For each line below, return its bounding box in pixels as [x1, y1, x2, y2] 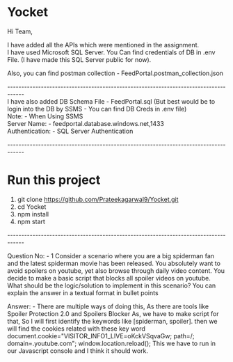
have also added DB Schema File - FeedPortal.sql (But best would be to [10, 97, 216, 105]
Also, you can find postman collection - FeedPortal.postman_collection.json [7, 69, 224, 77]
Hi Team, [7, 27, 33, 36]
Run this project [7, 172, 101, 188]
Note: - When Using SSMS [7, 112, 83, 120]
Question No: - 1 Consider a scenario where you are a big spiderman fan [7, 251, 214, 260]
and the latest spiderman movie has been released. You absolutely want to [7, 259, 221, 267]
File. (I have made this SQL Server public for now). [7, 55, 152, 63]
